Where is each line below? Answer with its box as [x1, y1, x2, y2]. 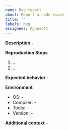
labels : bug [5, 21, 30, 27]
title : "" [5, 17, 26, 22]
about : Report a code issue [5, 12, 64, 17]
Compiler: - [12, 99, 36, 106]
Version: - [12, 110, 34, 116]
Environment [5, 84, 33, 91]
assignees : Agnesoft [5, 26, 49, 31]
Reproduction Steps [5, 50, 48, 56]
